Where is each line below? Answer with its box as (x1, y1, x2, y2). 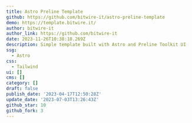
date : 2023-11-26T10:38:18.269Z (6, 36, 86, 42)
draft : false (6, 86, 38, 92)
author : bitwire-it (6, 25, 54, 31)
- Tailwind (11, 63, 38, 70)
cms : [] (6, 75, 25, 80)
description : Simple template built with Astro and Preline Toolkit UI (6, 42, 186, 48)
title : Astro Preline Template (6, 8, 83, 15)
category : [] (6, 80, 38, 86)
